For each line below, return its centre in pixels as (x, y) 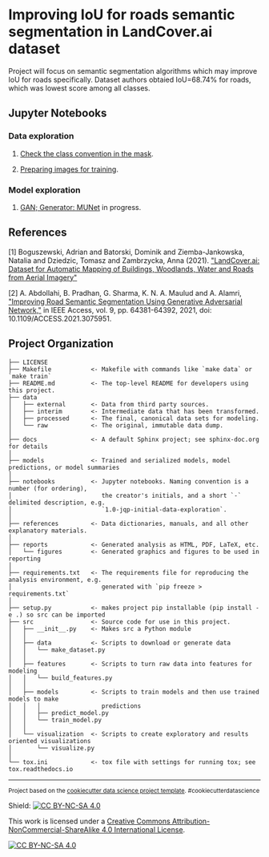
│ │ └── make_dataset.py (57, 650)
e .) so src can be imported (57, 615)
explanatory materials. (48, 531)
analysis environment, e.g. (55, 580)
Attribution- (191, 821)
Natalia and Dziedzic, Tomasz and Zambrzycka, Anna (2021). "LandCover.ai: (134, 260)
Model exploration (44, 190)
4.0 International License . (143, 829)
